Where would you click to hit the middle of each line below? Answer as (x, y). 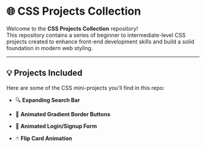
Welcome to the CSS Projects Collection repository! (72, 28)
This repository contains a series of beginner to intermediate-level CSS (96, 35)
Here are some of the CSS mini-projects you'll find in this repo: (86, 87)
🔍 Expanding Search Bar (48, 100)
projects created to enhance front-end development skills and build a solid (101, 42)
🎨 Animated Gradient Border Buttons (63, 114)
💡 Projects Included (44, 73)
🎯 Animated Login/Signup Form (56, 126)
